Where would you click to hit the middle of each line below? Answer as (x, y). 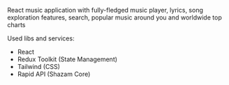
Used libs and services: (41, 38)
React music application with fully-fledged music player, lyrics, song (105, 10)
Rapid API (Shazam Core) (54, 74)
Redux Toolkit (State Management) (67, 59)
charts (16, 25)
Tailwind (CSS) (39, 67)
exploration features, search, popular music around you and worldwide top (114, 17)
